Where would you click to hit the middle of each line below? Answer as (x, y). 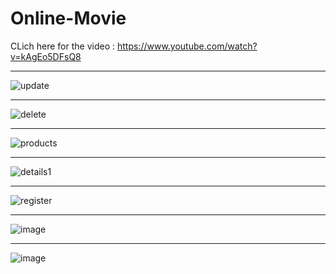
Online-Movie (68, 18)
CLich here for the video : (63, 46)
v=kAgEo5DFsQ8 (46, 56)
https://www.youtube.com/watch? (187, 46)
